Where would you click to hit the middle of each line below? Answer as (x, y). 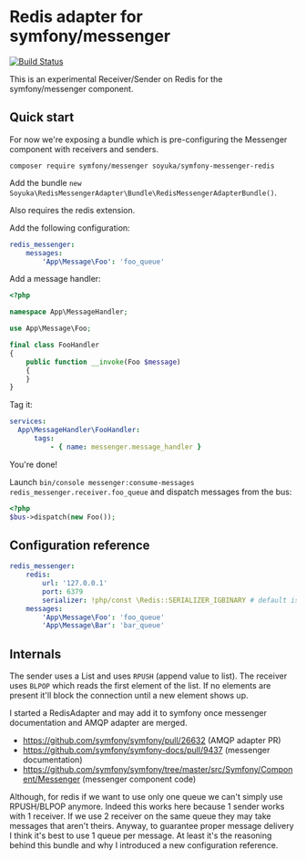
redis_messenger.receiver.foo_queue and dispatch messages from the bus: (151, 492)
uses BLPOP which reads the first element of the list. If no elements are (140, 686)
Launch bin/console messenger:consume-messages (102, 482)
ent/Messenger (51, 779)
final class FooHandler (55, 345)
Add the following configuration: (70, 228)
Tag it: (21, 405)
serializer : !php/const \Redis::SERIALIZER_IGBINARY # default (164, 600)
